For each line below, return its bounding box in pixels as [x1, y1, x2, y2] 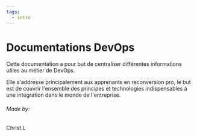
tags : [6, 8, 20, 15]
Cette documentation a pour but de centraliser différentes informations [6, 60, 182, 68]
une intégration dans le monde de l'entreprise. [6, 91, 121, 99]
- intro [11, 15, 31, 21]
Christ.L [6, 124, 26, 131]
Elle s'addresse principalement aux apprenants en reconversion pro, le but [6, 79, 191, 86]
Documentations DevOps [6, 40, 135, 54]
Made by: [6, 105, 30, 112]
